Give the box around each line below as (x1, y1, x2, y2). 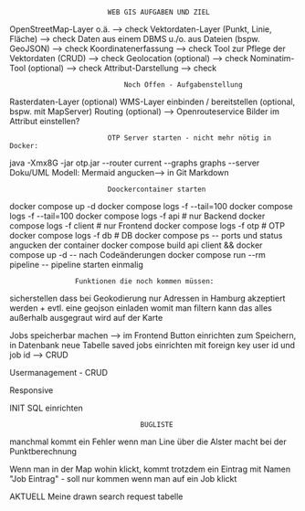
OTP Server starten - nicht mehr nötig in (107, 133, 272, 143)
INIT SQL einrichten (9, 402, 84, 413)
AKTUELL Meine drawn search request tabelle (9, 491, 184, 502)
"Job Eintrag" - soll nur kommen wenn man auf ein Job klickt (9, 474, 237, 484)
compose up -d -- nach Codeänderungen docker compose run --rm (9, 250, 267, 260)
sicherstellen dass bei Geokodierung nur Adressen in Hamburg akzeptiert (9, 293, 286, 303)
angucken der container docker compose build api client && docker (9, 240, 263, 250)
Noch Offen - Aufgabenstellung (123, 80, 244, 90)
